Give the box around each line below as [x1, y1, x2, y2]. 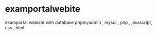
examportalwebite [5, 3, 81, 15]
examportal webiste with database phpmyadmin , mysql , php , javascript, [5, 19, 152, 25]
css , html [5, 24, 25, 30]
